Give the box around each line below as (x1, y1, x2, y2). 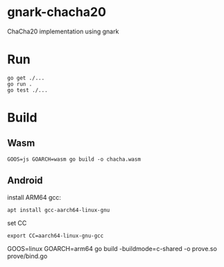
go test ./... (7, 86, 49, 94)
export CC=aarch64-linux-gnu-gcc (7, 232, 104, 239)
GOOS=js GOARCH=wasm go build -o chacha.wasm (7, 156, 141, 163)
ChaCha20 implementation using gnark (7, 27, 119, 35)
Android (7, 175, 43, 186)
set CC (7, 218, 27, 227)
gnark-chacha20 (7, 4, 106, 20)
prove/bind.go (7, 252, 48, 260)
